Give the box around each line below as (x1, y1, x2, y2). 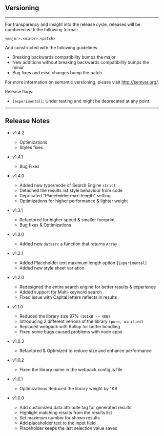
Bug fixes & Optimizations (19, 222, 72, 228)
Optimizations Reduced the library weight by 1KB (19, 385, 118, 391)
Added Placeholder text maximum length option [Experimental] (19, 260, 147, 266)
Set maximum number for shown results (19, 415, 100, 420)
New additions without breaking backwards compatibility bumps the (12, 59, 149, 65)
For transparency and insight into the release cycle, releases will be (5, 21, 141, 27)
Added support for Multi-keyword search (19, 289, 102, 295)
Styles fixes (19, 144, 43, 150)
